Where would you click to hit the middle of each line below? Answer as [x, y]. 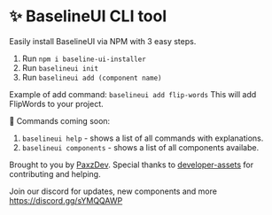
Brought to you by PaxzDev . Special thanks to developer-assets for [132, 165]
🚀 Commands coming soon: [60, 120]
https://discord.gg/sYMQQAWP [66, 200]
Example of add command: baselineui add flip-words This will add [133, 94]
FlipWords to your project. [56, 104]
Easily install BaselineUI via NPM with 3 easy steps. [103, 41]
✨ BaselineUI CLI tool [88, 16]
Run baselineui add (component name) [92, 77]
